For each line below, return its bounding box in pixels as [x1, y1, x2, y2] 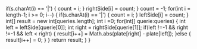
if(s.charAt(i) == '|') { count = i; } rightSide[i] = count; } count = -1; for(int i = [5, 5, 191, 12]
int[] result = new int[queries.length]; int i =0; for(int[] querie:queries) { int [5, 18, 186, 24]
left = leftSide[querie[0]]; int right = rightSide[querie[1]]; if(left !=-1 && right [5, 24, 189, 31]
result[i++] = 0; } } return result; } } [5, 37, 90, 43]
